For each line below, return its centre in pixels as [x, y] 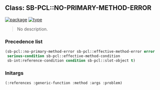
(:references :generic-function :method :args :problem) [64, 83]
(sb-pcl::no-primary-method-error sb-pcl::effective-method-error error [80, 52]
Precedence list [24, 42]
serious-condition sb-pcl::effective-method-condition [64, 56]
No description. [32, 29]
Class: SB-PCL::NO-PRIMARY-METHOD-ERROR [78, 8]
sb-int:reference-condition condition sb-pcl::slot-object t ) [71, 60]
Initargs [14, 73]
